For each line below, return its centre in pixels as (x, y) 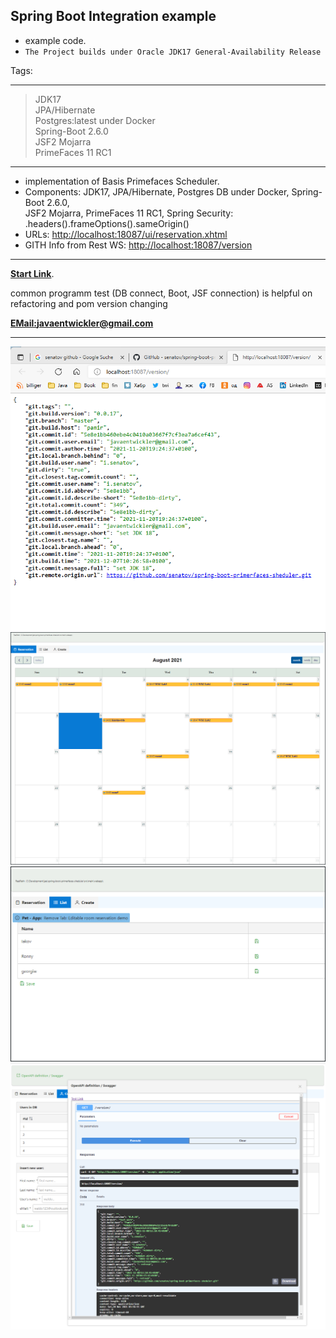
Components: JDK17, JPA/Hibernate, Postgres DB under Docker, (157, 191)
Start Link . (32, 273)
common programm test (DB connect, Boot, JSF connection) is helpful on (161, 293)
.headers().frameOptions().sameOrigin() (107, 223)
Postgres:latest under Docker (95, 120)
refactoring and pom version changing (89, 303)
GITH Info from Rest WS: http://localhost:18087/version (138, 245)
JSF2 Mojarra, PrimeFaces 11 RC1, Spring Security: (129, 213)
